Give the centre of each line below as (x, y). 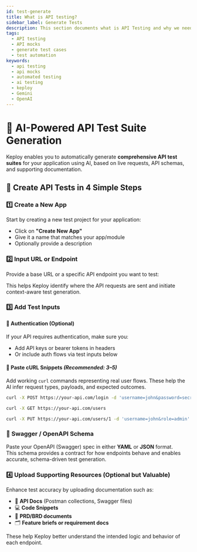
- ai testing (27, 83)
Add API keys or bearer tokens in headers (65, 348)
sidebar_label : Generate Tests (44, 22)
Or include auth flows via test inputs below (66, 354)
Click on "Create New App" (48, 231)
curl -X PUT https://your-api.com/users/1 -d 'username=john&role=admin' (98, 419)
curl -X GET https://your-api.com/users (56, 408)
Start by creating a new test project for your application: (74, 220)
